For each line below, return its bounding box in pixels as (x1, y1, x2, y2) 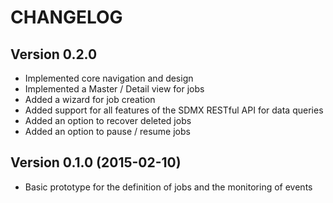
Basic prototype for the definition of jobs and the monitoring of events (24, 181, 313, 193)
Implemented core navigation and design (24, 72, 194, 84)
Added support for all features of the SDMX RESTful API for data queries (24, 104, 324, 116)
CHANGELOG (10, 6, 123, 29)
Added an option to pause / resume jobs (24, 126, 191, 137)
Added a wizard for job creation (24, 94, 156, 105)
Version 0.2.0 (10, 46, 98, 63)
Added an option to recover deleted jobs (24, 115, 192, 126)
